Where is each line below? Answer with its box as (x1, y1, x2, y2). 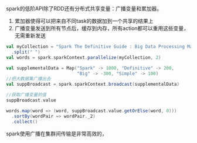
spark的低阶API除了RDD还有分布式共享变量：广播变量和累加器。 (6, 5, 162, 12)
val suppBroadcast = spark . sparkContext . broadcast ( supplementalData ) (6, 81, 180, 88)
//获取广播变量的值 (6, 92, 47, 98)
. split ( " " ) (11, 49, 41, 55)
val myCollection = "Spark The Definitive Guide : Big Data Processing (6, 44, 185, 50)
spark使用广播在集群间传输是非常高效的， (6, 130, 107, 137)
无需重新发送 (14, 32, 46, 39)
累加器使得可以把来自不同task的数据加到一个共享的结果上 (14, 18, 154, 25)
